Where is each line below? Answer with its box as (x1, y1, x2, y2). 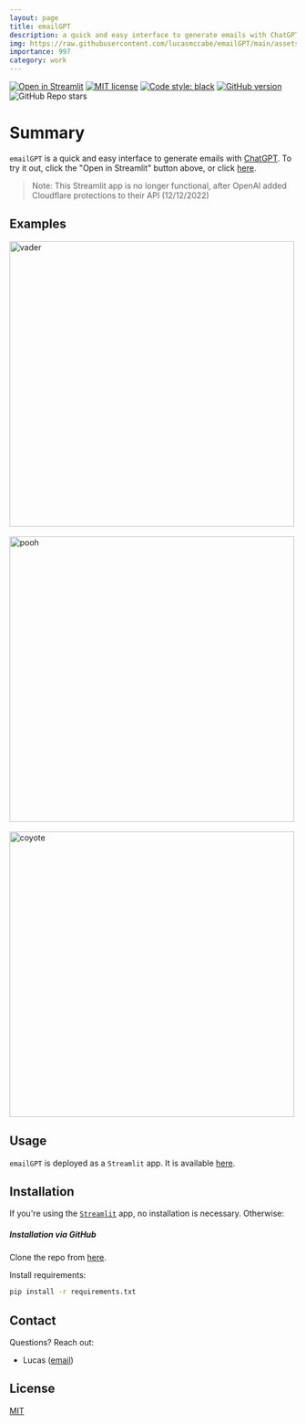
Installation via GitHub (9, 1229, 97, 1240)
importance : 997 (9, 47, 71, 57)
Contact (9, 1313, 56, 1328)
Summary (9, 122, 85, 143)
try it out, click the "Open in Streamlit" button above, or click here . (9, 162, 257, 174)
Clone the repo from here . (9, 1252, 107, 1263)
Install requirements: (9, 1270, 87, 1281)
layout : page (9, 13, 59, 23)
